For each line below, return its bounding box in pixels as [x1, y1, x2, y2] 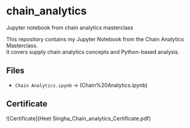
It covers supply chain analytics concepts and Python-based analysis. [6, 48, 180, 55]
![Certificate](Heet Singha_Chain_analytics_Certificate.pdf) [6, 115, 152, 122]
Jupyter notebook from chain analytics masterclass [6, 24, 133, 31]
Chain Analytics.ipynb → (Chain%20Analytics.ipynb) [14, 81, 148, 89]
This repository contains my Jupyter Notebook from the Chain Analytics [6, 35, 185, 42]
